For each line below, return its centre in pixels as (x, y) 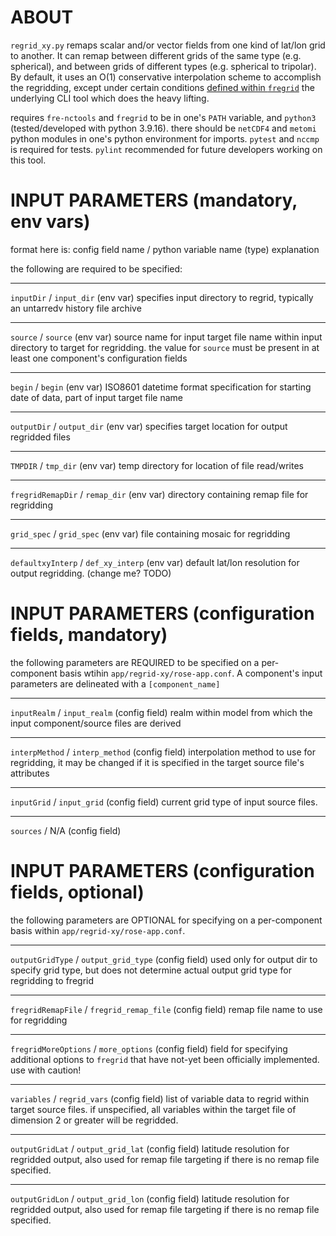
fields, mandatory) (89, 635)
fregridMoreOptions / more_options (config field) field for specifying (149, 1048)
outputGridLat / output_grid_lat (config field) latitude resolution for (150, 1148)
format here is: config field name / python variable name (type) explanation (165, 249)
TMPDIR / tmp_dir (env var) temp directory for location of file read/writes (157, 465)
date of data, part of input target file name (96, 397)
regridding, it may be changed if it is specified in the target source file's (157, 762)
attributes (30, 773)
